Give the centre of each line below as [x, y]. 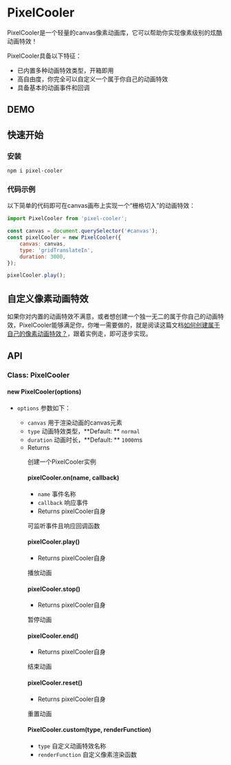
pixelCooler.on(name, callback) [73, 478]
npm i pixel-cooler [35, 171]
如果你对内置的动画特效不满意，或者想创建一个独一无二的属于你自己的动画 [112, 316]
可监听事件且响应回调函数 [64, 526]
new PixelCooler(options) [44, 392]
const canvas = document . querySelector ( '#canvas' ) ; [82, 231]
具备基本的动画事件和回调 [53, 87]
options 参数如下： [44, 408]
